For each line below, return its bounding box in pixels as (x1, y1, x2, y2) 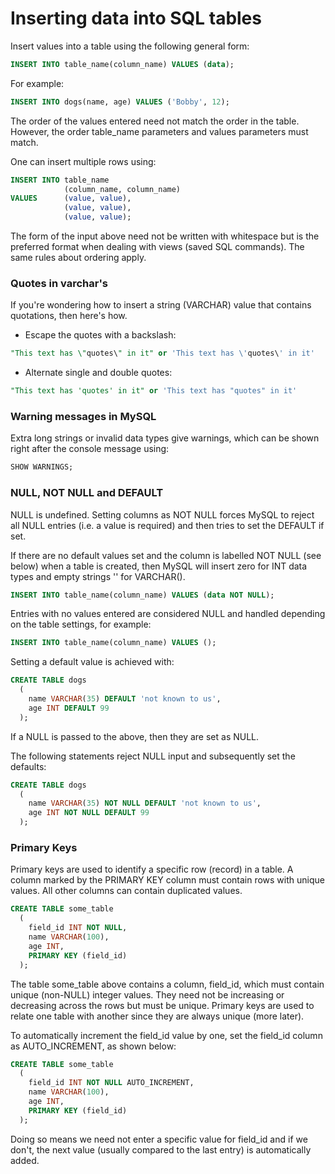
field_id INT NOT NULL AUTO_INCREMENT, (28, 1078, 195, 1088)
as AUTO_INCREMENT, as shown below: (10, 1040, 177, 1052)
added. (10, 1154, 40, 1166)
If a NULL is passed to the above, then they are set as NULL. (10, 730, 260, 742)
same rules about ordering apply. (10, 252, 147, 264)
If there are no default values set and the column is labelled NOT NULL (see (10, 549, 322, 561)
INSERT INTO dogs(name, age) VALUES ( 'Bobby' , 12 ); (10, 97, 230, 107)
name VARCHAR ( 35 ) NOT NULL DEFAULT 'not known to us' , (28, 798, 262, 809)
